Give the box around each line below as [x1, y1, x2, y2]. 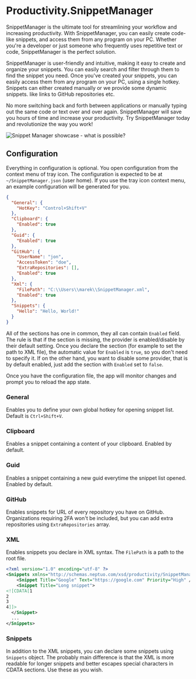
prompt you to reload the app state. [6, 378, 92, 385]
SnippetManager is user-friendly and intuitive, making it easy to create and [6, 60, 185, 67]
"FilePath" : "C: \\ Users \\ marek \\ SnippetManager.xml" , [16, 286, 150, 293]
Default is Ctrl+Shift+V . [6, 413, 64, 420]
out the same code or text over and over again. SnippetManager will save [6, 108, 182, 115]
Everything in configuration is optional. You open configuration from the [6, 164, 178, 171]
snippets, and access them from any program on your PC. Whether [15, 36, 177, 43]
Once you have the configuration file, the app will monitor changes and [6, 372, 177, 379]
